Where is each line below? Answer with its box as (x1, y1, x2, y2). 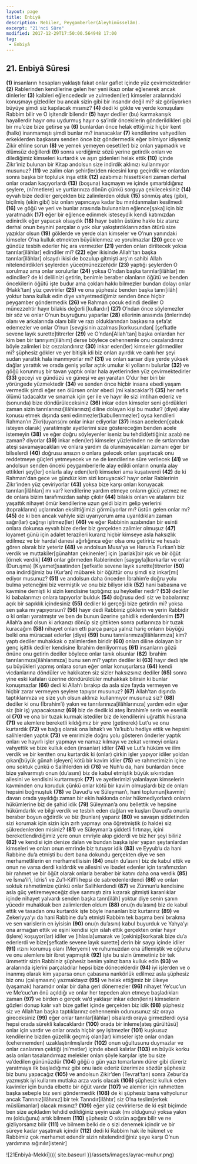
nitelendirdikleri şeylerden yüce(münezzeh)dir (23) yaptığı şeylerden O (6, 261, 178, 268)
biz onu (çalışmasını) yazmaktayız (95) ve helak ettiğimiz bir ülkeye (6, 976, 169, 983)
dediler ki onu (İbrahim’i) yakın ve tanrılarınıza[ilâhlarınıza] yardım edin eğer (6, 700, 188, 707)
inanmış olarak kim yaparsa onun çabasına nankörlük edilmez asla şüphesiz (6, 970, 189, 977)
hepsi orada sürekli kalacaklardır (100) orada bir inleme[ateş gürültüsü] (6, 1020, 178, 1028)
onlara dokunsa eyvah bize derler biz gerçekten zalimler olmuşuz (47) (6, 524, 176, 532)
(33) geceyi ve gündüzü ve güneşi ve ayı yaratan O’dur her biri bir (6, 374, 166, 381)
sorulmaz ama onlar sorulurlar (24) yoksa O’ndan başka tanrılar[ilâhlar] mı (6, 267, 185, 275)
